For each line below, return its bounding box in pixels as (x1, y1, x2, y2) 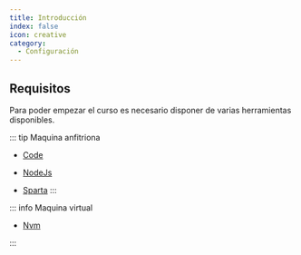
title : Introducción (9, 13, 88, 23)
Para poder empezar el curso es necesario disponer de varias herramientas (9, 104, 292, 115)
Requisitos (9, 81, 71, 96)
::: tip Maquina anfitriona (9, 132, 101, 142)
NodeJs (22, 167, 53, 178)
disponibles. (9, 114, 55, 125)
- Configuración (17, 47, 79, 56)
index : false (9, 22, 59, 31)
